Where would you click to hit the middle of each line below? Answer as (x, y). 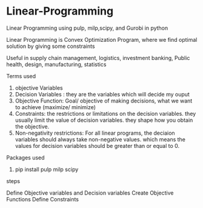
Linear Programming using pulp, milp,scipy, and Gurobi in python (87, 28)
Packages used (25, 157)
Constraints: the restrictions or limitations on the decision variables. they (105, 113)
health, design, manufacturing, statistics (56, 64)
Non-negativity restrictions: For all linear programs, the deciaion (95, 133)
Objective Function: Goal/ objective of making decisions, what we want (104, 101)
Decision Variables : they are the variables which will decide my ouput (102, 94)
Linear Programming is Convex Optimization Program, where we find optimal (102, 39)
